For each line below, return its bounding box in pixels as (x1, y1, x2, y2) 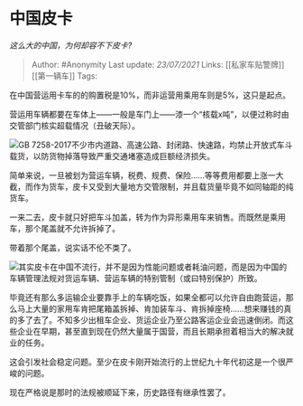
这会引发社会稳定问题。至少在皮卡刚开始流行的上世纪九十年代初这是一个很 (9, 356, 286, 367)
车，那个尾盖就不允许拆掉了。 (9, 222, 120, 233)
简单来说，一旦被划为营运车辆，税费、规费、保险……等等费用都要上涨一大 (9, 169, 284, 181)
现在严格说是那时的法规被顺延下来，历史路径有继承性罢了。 (9, 386, 231, 398)
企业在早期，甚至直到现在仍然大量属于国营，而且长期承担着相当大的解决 (16, 326, 286, 336)
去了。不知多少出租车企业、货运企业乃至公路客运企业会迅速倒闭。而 (32, 314, 286, 326)
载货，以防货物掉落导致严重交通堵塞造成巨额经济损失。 (9, 150, 215, 161)
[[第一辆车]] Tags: (31, 70, 98, 81)
